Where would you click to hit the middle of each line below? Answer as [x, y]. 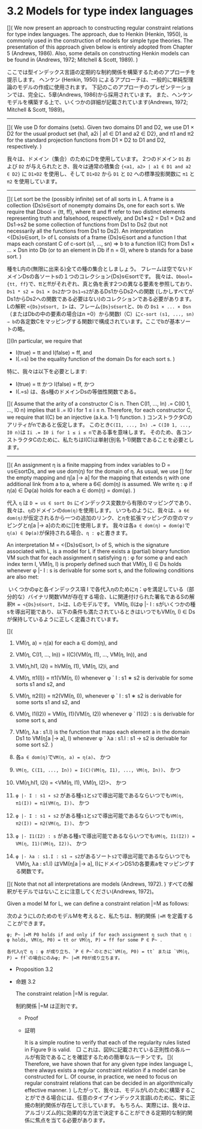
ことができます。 [28, 923]
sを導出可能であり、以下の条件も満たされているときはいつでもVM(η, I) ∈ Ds [101, 612]
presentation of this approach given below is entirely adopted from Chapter [100, 47]
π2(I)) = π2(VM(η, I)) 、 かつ [52, 823]
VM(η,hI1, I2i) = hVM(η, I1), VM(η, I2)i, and [67, 666]
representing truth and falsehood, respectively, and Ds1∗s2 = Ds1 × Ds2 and [101, 218]
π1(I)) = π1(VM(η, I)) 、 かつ [52, 803]
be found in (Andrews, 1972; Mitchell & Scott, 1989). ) [73, 59]
